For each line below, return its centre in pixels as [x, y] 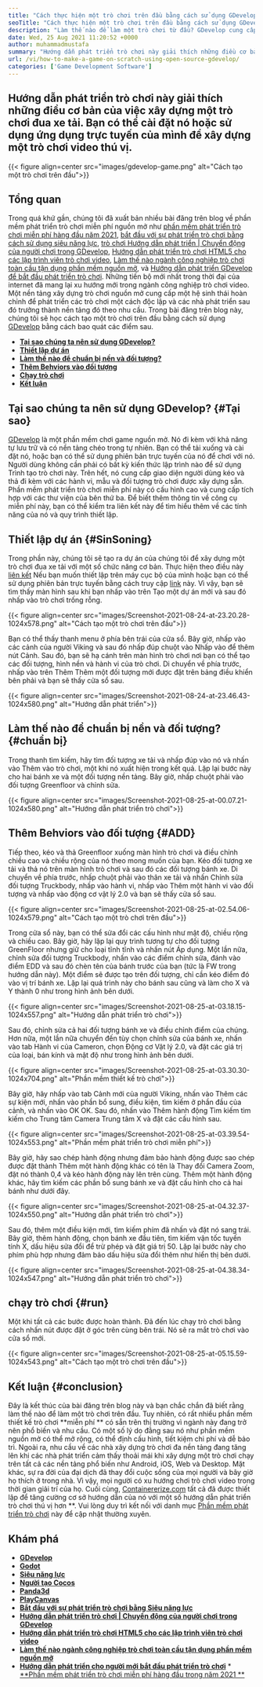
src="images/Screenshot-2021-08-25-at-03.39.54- [167, 1134]
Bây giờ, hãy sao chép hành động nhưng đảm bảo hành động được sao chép [131, 1157]
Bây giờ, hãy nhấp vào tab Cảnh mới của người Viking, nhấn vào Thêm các [128, 1093]
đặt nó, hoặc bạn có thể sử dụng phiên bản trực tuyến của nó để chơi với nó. [131, 456]
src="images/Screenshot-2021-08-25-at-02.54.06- [167, 909]
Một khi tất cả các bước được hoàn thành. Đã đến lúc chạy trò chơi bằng [124, 1322]
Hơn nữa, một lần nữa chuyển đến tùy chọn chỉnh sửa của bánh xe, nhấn [125, 1038]
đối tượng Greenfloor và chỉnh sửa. [64, 785]
